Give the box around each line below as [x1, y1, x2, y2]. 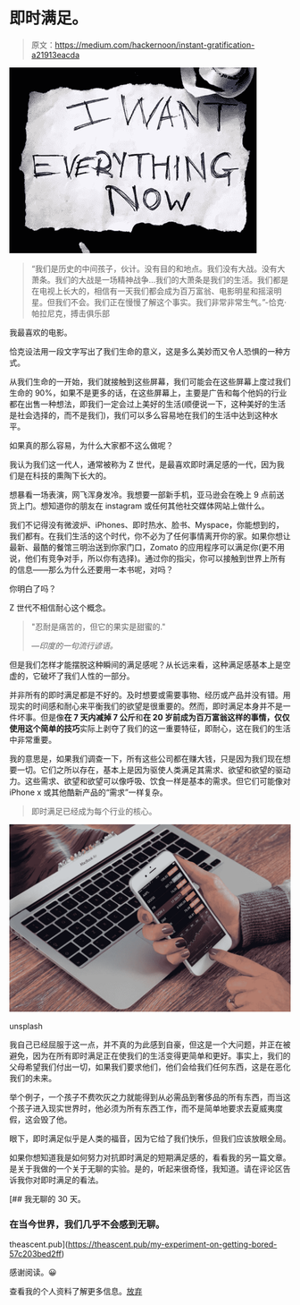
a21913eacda [30, 49, 80, 60]
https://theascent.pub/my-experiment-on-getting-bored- [67, 1239, 278, 1250]
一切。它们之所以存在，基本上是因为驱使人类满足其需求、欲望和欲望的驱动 [16, 764, 291, 775]
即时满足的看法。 [39, 1174, 104, 1185]
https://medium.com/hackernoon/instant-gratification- [54, 39, 255, 50]
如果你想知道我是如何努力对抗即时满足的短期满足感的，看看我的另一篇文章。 [9, 1152, 291, 1163]
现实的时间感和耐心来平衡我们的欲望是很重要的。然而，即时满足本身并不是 [9, 700, 283, 712]
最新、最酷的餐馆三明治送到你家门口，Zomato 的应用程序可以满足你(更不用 [9, 542, 286, 552]
